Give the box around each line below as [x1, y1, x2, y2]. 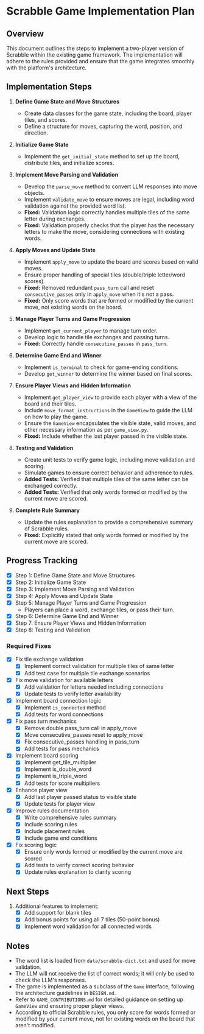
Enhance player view [15, 786, 68, 793]
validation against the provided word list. [24, 202, 127, 209]
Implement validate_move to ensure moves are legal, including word [24, 195, 195, 203]
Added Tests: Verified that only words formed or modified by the [24, 488, 188, 496]
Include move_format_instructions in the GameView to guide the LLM [24, 406, 193, 413]
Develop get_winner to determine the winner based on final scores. [24, 370, 193, 377]
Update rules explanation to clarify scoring [24, 868, 132, 876]
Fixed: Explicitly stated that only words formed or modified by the [24, 531, 189, 538]
